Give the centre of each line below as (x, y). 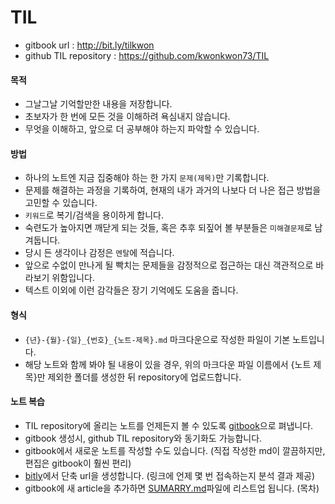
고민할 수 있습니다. (61, 203)
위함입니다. (73, 278)
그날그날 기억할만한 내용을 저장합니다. (98, 104)
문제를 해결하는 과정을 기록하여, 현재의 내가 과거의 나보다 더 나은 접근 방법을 (173, 190)
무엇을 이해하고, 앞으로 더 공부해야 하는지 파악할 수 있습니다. (142, 129)
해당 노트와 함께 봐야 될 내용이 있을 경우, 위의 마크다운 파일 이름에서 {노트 (168, 364)
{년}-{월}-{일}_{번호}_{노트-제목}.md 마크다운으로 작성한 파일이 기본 (157, 339)
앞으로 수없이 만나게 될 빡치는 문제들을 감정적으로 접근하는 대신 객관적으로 (169, 265)
